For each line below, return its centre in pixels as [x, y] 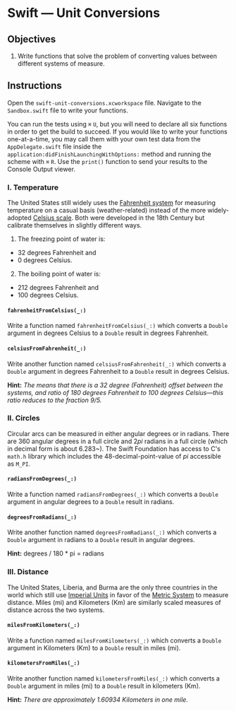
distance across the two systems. [56, 610]
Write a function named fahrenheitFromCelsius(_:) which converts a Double [118, 326]
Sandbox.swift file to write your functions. [68, 110]
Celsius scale [52, 218]
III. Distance [28, 572]
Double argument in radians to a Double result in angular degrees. [101, 540]
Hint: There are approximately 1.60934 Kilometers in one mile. [98, 699]
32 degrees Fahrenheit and [57, 253]
